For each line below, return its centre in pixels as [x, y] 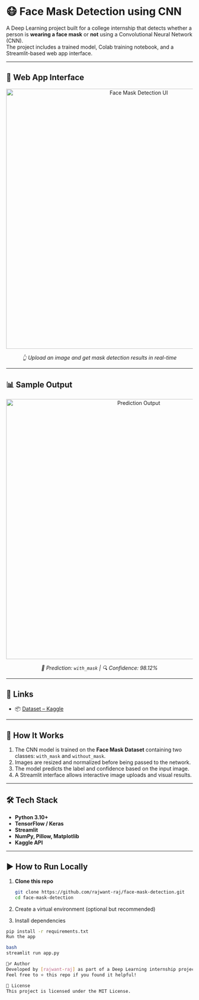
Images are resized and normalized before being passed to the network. [103, 762]
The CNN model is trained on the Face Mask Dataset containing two [98, 750]
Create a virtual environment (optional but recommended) [85, 909]
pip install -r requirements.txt [47, 931]
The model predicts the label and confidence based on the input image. [102, 769]
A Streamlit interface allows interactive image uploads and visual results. [103, 775]
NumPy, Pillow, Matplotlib [47, 836]
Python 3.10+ [31, 817]
